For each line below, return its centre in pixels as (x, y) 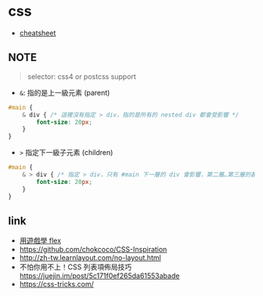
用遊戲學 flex (40, 240)
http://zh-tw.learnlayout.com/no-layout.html (90, 258)
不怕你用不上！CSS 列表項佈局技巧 (75, 267)
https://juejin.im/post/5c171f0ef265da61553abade (99, 276)
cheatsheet (38, 33)
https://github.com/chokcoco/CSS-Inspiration (93, 250)
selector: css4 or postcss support (82, 76)
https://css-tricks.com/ (56, 284)
